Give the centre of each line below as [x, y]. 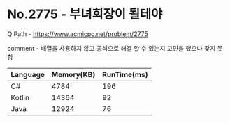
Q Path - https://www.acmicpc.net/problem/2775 [78, 34]
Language [28, 74]
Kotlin [20, 97]
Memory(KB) [73, 74]
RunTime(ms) [125, 74]
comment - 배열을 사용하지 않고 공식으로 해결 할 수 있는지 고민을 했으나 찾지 [112, 48]
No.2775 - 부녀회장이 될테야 [85, 14]
